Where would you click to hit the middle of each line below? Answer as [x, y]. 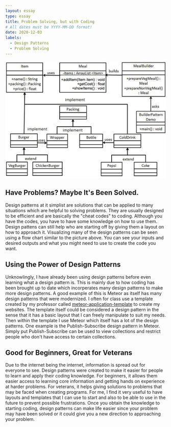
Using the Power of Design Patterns [63, 265]
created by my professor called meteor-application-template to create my [83, 304]
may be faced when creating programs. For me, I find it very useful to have [84, 392]
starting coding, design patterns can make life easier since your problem [82, 409]
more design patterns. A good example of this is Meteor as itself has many [83, 293]
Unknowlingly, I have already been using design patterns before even [78, 277]
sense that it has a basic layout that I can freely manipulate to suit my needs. [86, 315]
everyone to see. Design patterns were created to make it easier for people [84, 370]
